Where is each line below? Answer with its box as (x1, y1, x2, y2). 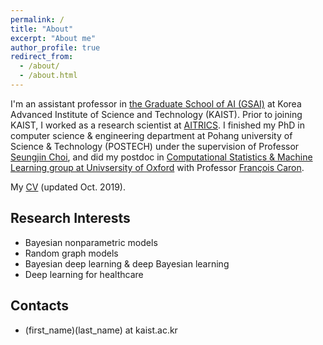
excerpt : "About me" (10, 33, 97, 43)
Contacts (10, 297, 70, 315)
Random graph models (24, 247, 119, 259)
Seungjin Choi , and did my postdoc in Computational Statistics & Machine (10, 151, 313, 163)
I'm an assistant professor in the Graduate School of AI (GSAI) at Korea (10, 97, 302, 110)
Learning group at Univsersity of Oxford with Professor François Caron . (10, 161, 305, 173)
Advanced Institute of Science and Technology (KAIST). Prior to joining (10, 108, 303, 120)
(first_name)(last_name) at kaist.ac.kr (24, 324, 178, 336)
